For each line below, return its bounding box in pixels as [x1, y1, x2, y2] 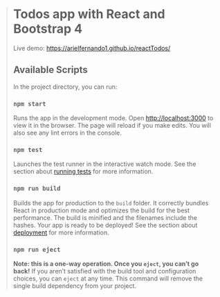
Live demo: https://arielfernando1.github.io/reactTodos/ [12, 44, 171, 52]
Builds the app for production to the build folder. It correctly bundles [12, 198, 209, 207]
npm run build [12, 185, 61, 193]
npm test [12, 146, 43, 153]
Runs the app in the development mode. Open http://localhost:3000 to [12, 114, 214, 122]
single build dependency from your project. [12, 281, 136, 290]
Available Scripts [12, 64, 88, 76]
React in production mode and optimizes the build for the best [12, 206, 190, 214]
